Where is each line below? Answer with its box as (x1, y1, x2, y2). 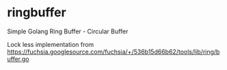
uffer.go (7, 54, 29, 63)
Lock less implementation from (7, 40, 94, 48)
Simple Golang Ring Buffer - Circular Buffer (7, 27, 129, 35)
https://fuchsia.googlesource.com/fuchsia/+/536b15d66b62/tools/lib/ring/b (7, 48, 220, 56)
